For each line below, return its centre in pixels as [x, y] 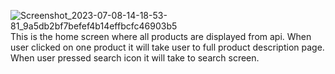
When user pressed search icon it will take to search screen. [135, 58]
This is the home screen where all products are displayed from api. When [161, 36]
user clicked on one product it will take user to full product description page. [167, 47]
